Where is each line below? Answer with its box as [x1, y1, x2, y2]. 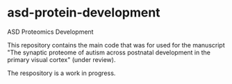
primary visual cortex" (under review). [7, 55, 116, 63]
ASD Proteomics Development [7, 28, 94, 36]
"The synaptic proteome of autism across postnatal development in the [7, 48, 210, 56]
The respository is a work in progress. [7, 69, 116, 77]
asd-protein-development [7, 5, 161, 21]
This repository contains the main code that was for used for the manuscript [7, 41, 225, 49]
